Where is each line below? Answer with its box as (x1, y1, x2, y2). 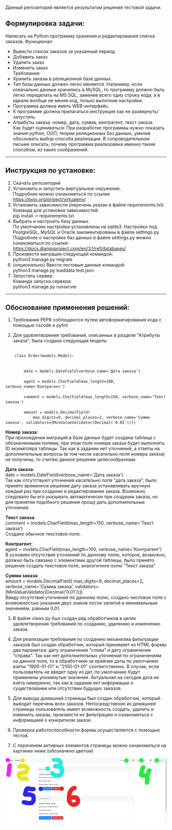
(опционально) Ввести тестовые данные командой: (12, 261, 125, 268)
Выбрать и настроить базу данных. (12, 218, 90, 224)
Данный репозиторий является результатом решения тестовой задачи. (5, 5, 162, 10)
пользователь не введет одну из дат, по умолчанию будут (12, 669, 141, 675)
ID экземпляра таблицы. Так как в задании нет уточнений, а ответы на (5, 445, 160, 451)
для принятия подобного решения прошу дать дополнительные (5, 499, 145, 505)
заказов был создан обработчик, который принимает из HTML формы (12, 642, 167, 648)
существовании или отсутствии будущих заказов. (12, 685, 122, 691)
